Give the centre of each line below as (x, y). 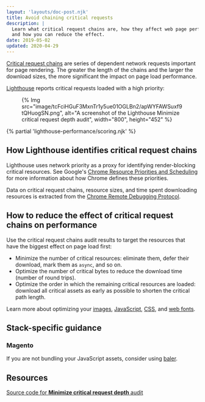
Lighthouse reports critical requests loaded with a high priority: (85, 88)
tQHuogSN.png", (43, 113)
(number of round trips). (45, 278)
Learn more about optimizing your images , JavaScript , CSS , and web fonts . (101, 309)
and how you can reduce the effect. (58, 35)
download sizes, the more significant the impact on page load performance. (102, 76)
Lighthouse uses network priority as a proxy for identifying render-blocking (101, 165)
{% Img (31, 100)
